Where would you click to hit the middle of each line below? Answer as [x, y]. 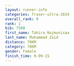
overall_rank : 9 [22, 19]
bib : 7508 [15, 28]
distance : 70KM [21, 42]
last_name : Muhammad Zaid [32, 38]
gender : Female [21, 51]
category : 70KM [21, 47]
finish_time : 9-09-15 [27, 56]
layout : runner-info [26, 10]
